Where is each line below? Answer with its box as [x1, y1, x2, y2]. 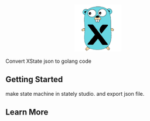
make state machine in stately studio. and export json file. [5, 90, 145, 97]
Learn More [5, 107, 49, 117]
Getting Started [5, 75, 63, 85]
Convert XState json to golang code [5, 58, 92, 65]
